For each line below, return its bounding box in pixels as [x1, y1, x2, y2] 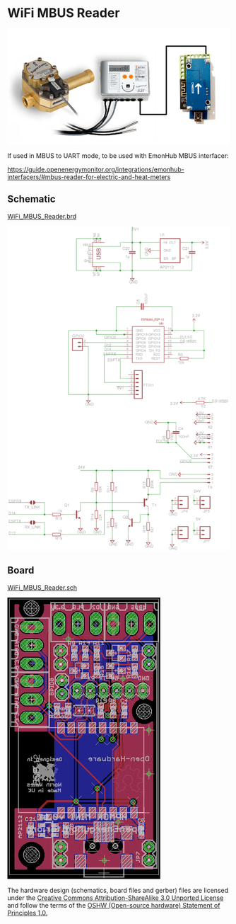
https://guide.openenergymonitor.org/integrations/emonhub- [7, 165, 185, 173]
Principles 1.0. [7, 908, 48, 917]
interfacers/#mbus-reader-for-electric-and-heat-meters [7, 172, 171, 181]
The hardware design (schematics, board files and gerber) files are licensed [7, 886, 229, 894]
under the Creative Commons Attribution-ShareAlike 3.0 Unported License [7, 894, 224, 902]
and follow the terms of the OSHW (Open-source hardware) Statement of [7, 901, 220, 909]
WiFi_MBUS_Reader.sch [7, 583, 78, 592]
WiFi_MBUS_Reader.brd [7, 212, 77, 220]
